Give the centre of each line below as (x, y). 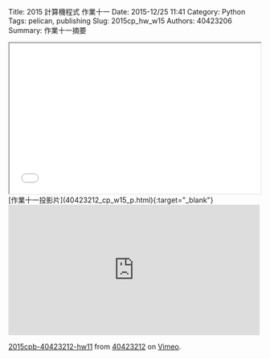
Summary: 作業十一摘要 (47, 30)
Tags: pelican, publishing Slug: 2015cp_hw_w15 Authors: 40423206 (121, 21)
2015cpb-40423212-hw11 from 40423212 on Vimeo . (95, 347)
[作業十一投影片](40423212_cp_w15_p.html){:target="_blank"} (111, 200)
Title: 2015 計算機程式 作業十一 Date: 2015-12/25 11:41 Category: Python (127, 12)
